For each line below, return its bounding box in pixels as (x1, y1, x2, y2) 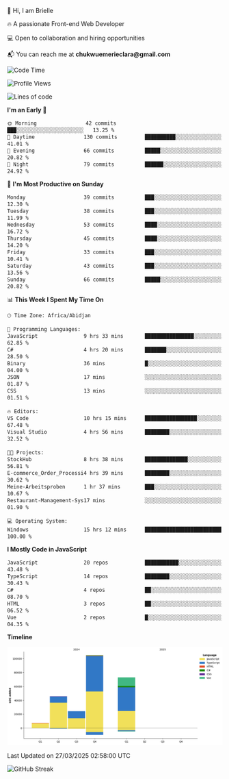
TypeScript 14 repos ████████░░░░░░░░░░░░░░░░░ (7, 573, 222, 580)
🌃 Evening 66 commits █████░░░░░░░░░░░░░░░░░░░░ (7, 147, 222, 154)
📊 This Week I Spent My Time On (7, 295, 104, 304)
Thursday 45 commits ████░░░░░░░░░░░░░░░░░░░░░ (7, 235, 222, 242)
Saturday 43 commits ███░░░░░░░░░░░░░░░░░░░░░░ (7, 262, 222, 269)
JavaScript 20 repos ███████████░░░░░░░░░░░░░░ (7, 559, 222, 566)
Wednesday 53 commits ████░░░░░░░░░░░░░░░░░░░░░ (7, 221, 222, 228)
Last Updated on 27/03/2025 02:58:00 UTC (7, 752, 131, 760)
